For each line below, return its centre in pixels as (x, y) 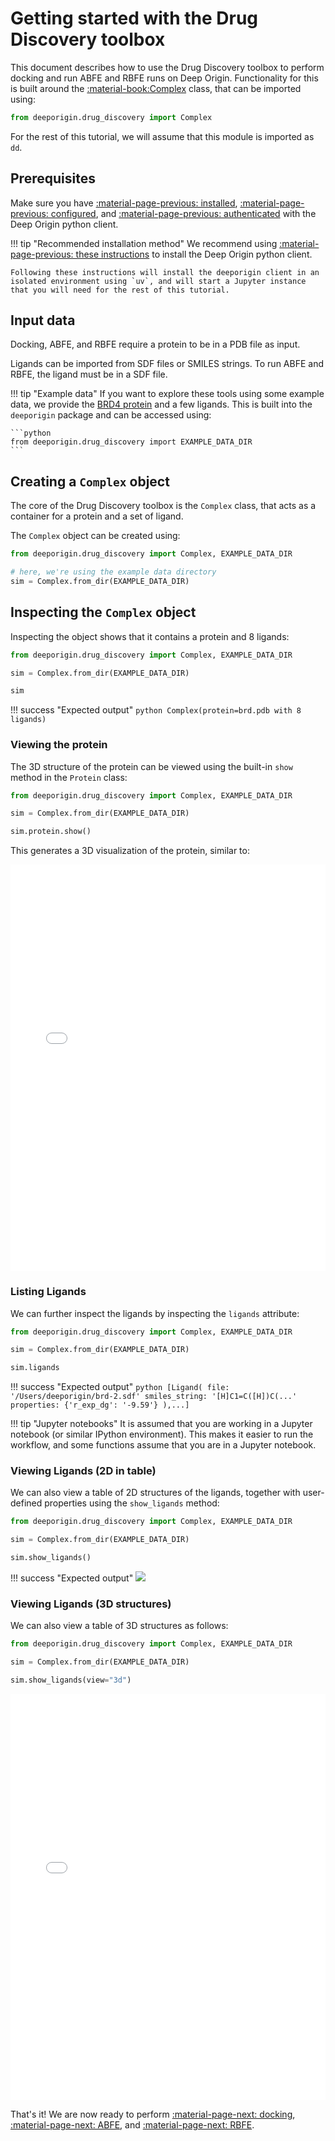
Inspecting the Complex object (103, 612)
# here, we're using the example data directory (113, 572)
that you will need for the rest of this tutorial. (120, 290)
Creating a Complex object (90, 481)
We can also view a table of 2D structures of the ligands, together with (155, 1493)
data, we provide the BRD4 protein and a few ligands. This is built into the (161, 404)
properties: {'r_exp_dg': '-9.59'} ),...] (100, 1405)
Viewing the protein (59, 745)
